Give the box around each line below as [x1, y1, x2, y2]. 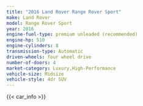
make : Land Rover [6, 15, 51, 21]
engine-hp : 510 [6, 37, 45, 43]
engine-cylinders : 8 [6, 43, 59, 49]
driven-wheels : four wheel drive [6, 54, 92, 60]
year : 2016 [6, 25, 34, 32]
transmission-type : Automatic [6, 48, 84, 55]
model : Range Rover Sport [6, 20, 72, 26]
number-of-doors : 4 [6, 59, 56, 65]
